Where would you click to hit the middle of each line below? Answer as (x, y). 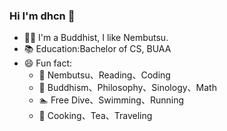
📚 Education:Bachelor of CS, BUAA (97, 49)
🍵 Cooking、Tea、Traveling (95, 116)
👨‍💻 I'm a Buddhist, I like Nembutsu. (96, 38)
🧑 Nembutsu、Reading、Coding (104, 75)
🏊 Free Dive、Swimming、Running (111, 100)
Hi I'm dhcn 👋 (42, 16)
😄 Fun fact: (48, 63)
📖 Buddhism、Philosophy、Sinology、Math (127, 88)
